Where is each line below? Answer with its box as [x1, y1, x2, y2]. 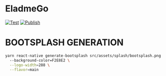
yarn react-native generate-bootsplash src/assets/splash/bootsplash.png [5, 53, 162, 58]
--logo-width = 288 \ [9, 63, 50, 68]
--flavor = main [9, 67, 39, 72]
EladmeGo [5, 3, 49, 14]
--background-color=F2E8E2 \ [9, 58, 70, 63]
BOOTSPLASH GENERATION [5, 37, 124, 48]
